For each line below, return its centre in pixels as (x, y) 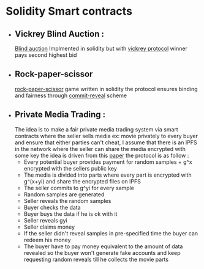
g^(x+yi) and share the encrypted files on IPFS (82, 181)
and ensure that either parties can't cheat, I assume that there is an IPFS (106, 142)
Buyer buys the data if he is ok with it (70, 214)
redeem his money (47, 240)
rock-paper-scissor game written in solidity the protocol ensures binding (106, 89)
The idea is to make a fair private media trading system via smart (96, 129)
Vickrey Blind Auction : (59, 34)
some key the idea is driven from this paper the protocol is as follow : (102, 155)
